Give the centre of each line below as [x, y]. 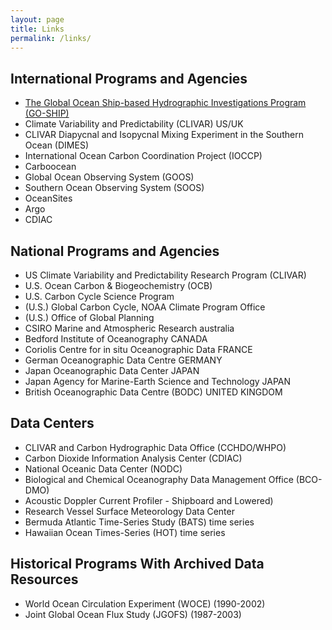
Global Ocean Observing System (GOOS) [109, 177]
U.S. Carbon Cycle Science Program [99, 296]
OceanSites [48, 198]
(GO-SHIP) [47, 113]
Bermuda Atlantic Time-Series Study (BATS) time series [139, 522]
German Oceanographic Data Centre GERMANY [123, 360]
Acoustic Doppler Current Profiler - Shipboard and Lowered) [149, 500]
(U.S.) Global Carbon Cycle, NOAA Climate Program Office [145, 307]
